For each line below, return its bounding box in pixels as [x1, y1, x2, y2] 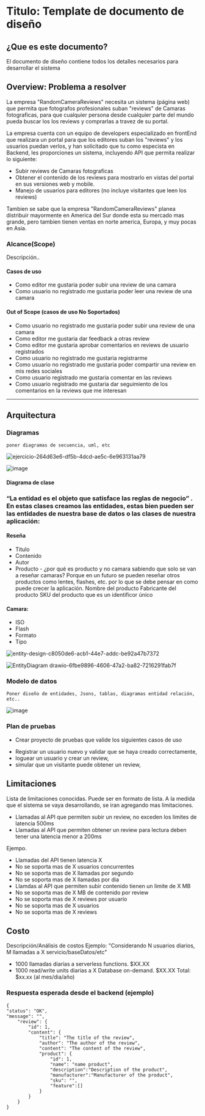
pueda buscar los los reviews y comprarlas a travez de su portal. [6, 117, 169, 125]
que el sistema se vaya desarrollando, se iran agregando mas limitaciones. [6, 801, 194, 809]
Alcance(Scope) [6, 239, 56, 248]
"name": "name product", [49, 1061, 113, 1067]
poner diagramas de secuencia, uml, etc [6, 442, 111, 448]
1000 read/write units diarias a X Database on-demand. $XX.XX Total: [15, 967, 191, 974]
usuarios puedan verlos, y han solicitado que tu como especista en [6, 142, 175, 150]
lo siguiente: [6, 155, 37, 162]
